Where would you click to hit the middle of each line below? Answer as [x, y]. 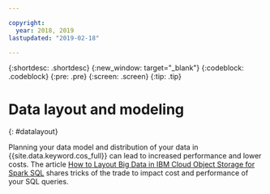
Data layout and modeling [96, 109]
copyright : [27, 23]
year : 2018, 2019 [45, 30]
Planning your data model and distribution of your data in [103, 147]
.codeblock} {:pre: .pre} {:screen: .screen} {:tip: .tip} [95, 77]
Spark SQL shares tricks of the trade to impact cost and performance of [129, 173]
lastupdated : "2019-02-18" [54, 38]
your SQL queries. [39, 182]
